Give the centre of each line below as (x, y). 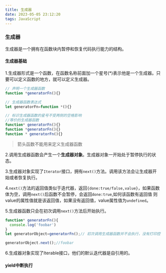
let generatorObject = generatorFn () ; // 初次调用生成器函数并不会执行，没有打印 (81, 234)
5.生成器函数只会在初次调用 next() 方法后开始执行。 (57, 211)
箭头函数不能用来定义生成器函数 (50, 144)
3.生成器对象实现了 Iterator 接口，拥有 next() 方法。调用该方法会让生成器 (79, 171)
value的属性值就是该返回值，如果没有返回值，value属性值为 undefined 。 (78, 200)
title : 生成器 (19, 10)
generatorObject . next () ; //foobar (40, 243)
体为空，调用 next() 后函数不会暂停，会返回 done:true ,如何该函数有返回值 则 (82, 194)
